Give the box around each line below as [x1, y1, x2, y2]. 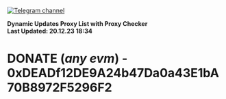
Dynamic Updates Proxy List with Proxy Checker [7, 20, 148, 27]
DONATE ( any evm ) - [7, 51, 128, 66]
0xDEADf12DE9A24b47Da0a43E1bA [7, 66, 219, 81]
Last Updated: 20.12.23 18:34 [7, 27, 92, 35]
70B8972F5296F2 [7, 80, 112, 96]
